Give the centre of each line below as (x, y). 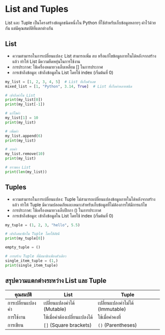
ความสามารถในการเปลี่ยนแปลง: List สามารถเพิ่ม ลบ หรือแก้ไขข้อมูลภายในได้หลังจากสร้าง (84, 56)
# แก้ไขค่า (13, 113)
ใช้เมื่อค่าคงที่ (109, 317)
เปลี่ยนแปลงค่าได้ (59, 303)
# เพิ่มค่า (12, 131)
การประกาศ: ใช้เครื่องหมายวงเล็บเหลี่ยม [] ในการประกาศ (57, 67)
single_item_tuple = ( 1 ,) (31, 261)
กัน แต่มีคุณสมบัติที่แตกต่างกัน (29, 28)
